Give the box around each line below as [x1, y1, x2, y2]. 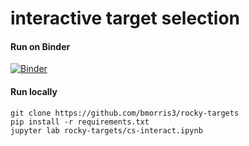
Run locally [10, 85, 58, 97]
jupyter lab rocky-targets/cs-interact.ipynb [10, 125, 203, 136]
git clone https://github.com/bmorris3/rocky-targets [10, 108, 240, 118]
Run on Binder [10, 40, 71, 52]
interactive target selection [10, 7, 241, 30]
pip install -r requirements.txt [10, 117, 150, 127]
